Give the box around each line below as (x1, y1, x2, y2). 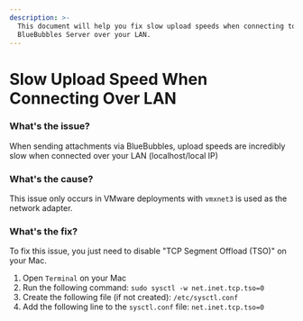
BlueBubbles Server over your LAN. (17, 30, 151, 39)
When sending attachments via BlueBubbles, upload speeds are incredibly (9, 141, 286, 151)
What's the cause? (9, 172, 94, 185)
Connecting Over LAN (9, 87, 178, 108)
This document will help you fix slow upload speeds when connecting (17, 22, 284, 31)
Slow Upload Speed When (9, 69, 208, 89)
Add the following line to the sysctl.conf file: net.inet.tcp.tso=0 (22, 301, 264, 312)
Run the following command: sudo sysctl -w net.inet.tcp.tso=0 (22, 282, 264, 293)
